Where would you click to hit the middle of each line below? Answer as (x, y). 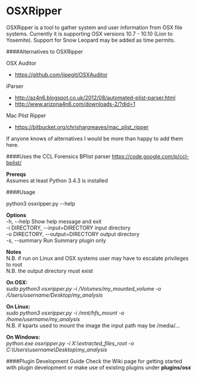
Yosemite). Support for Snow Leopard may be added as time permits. (91, 40)
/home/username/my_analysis (43, 319)
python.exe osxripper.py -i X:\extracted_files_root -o (70, 343)
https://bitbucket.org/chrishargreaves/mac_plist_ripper (82, 127)
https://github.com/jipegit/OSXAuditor (61, 74)
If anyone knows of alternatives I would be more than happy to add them (95, 139)
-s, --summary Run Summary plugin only (56, 240)
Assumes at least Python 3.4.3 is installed (57, 180)
